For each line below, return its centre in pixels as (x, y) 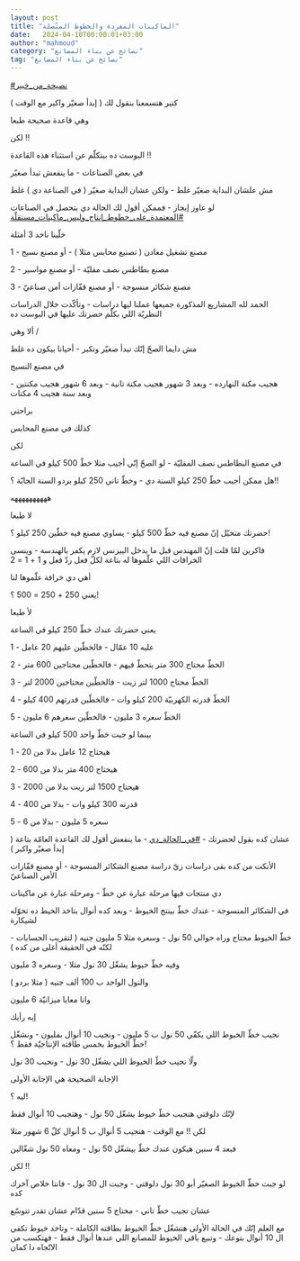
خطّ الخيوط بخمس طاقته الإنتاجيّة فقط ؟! (79, 1044)
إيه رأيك (23, 1017)
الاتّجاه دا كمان (34, 1247)
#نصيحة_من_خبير (39, 85)
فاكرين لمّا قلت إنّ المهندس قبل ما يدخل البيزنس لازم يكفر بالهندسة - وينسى (138, 550)
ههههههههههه (31, 498)
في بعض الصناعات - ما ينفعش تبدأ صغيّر (77, 172)
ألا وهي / (25, 331)
